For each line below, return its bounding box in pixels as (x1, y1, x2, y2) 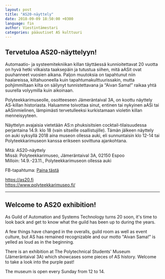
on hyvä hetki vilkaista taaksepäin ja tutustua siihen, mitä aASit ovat (5, 66, 142, 72)
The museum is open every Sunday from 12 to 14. (5, 268, 105, 274)
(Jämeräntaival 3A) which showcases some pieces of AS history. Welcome (5, 253, 157, 259)
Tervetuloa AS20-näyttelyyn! (5, 48, 97, 56)
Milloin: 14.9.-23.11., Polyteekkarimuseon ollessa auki (5, 158, 111, 164)
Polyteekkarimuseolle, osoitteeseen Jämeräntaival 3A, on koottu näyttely (5, 97, 153, 103)
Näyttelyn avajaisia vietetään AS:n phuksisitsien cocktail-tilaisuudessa (5, 122, 147, 128)
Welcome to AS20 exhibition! (5, 201, 97, 209)
